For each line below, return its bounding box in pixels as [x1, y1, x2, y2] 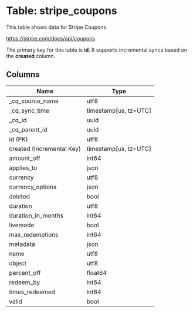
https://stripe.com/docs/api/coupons [6, 35, 96, 42]
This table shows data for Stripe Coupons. [6, 23, 109, 31]
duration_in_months [9, 211, 63, 220]
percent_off [9, 268, 41, 277]
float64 [86, 268, 107, 277]
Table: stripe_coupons [6, 4, 117, 18]
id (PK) [9, 135, 28, 143]
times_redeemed [9, 288, 56, 296]
